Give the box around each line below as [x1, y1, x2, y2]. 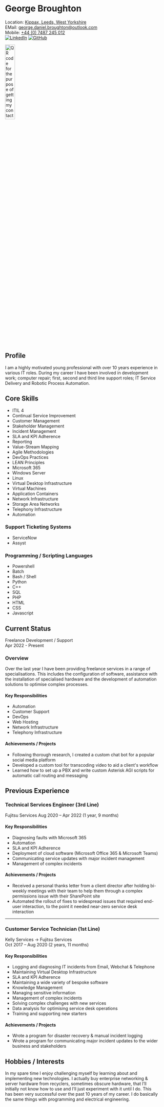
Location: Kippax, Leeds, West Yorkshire [5, 19, 87, 25]
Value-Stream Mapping [12, 444, 59, 449]
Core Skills [5, 395, 39, 403]
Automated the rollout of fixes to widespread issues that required [12, 898, 143, 904]
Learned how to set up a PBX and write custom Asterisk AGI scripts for [12, 767, 155, 773]
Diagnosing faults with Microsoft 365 [12, 834, 87, 840]
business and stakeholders [12, 1043, 67, 1049]
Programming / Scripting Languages [5, 552, 93, 559]
